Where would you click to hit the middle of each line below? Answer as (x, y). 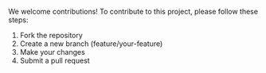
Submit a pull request (55, 60)
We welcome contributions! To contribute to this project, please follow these (133, 12)
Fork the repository (51, 35)
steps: (18, 20)
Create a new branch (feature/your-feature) (91, 44)
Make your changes (52, 52)
